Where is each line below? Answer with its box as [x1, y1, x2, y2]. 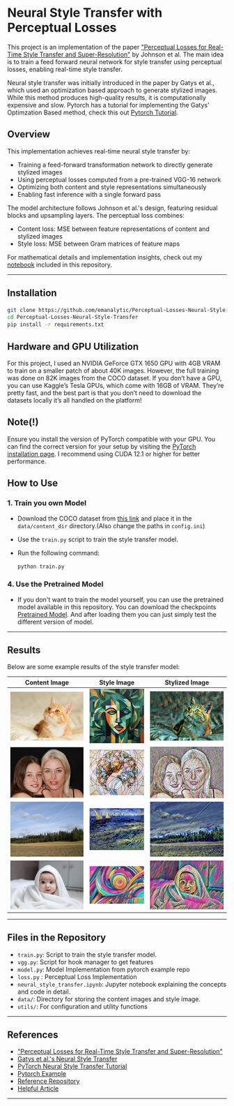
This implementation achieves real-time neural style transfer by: [7, 147, 191, 155]
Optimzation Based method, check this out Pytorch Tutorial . [7, 108, 179, 117]
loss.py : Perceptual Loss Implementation [17, 972, 137, 981]
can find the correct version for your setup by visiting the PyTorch [7, 442, 196, 451]
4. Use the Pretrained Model [7, 579, 104, 589]
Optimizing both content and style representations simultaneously [17, 183, 207, 191]
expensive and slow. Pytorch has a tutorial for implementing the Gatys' [7, 100, 210, 109]
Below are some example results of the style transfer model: [7, 663, 180, 671]
